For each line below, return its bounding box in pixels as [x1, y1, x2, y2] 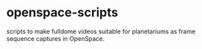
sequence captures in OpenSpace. [6, 34, 104, 42]
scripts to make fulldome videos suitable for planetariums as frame [6, 27, 196, 35]
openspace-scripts [6, 5, 118, 20]
